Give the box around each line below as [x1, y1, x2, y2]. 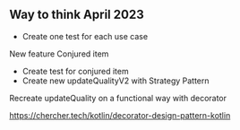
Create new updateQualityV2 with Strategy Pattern [21, 75, 210, 86]
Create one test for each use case [21, 30, 149, 41]
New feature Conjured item [9, 48, 109, 59]
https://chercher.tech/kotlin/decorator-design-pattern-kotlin [9, 109, 231, 120]
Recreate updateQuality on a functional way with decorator [9, 92, 227, 103]
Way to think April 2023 [9, 7, 145, 22]
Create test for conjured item [21, 65, 129, 76]
